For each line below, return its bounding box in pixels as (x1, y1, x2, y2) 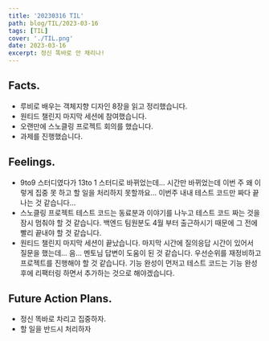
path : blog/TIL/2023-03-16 (8, 19, 99, 27)
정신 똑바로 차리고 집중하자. (19, 314, 107, 324)
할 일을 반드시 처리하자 (19, 324, 92, 334)
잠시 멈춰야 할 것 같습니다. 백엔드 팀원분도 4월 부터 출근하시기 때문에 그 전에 (19, 218, 259, 228)
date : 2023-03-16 (8, 42, 67, 50)
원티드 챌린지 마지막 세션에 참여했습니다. (19, 111, 147, 121)
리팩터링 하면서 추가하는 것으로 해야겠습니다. (35, 268, 175, 277)
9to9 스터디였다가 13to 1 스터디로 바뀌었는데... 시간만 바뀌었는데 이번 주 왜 (19, 178, 253, 187)
